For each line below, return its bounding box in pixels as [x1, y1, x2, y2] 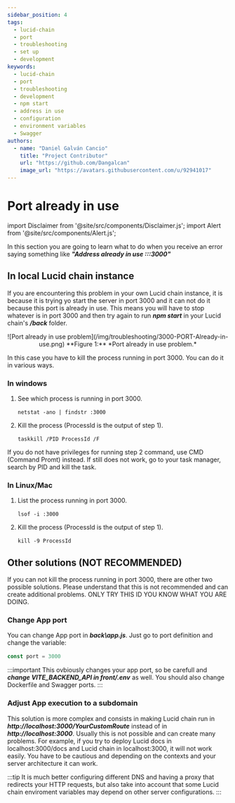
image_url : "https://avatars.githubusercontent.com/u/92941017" [20, 167, 212, 174]
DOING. [7, 598, 29, 606]
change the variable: [7, 639, 67, 647]
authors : [7, 137, 33, 144]
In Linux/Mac [7, 480, 53, 490]
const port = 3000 [7, 653, 61, 660]
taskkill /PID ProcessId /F [17, 436, 100, 443]
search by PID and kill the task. [7, 463, 97, 471]
